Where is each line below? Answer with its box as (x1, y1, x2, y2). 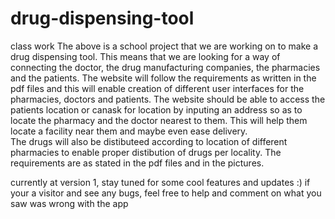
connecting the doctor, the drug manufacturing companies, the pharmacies (10, 61, 321, 73)
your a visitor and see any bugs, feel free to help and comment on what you (10, 187, 322, 199)
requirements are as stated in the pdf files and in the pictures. (10, 157, 265, 169)
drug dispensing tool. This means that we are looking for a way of (10, 50, 281, 62)
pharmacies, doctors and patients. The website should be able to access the (10, 93, 326, 105)
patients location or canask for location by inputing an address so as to (10, 103, 303, 116)
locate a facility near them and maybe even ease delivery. (10, 125, 248, 137)
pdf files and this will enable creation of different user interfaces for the (10, 82, 305, 94)
